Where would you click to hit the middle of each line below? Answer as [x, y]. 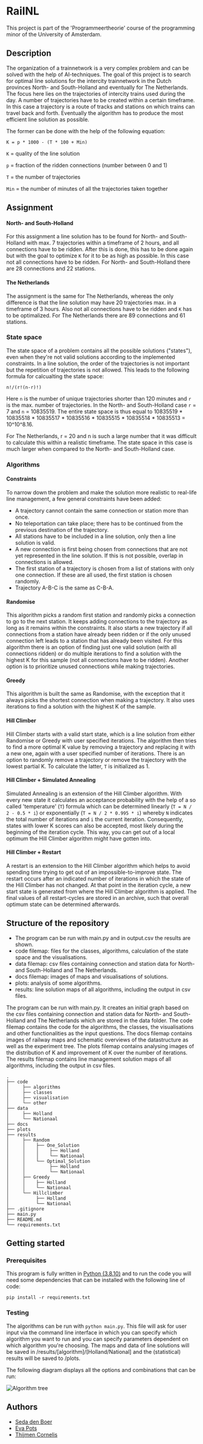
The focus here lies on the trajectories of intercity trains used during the [96, 94]
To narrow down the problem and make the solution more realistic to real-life [101, 492]
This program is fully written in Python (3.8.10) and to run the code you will [99, 1274]
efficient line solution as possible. [48, 119]
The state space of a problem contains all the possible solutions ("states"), [99, 350]
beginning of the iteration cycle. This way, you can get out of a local [91, 832]
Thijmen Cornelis [36, 1434]
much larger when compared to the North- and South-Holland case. [91, 448]
